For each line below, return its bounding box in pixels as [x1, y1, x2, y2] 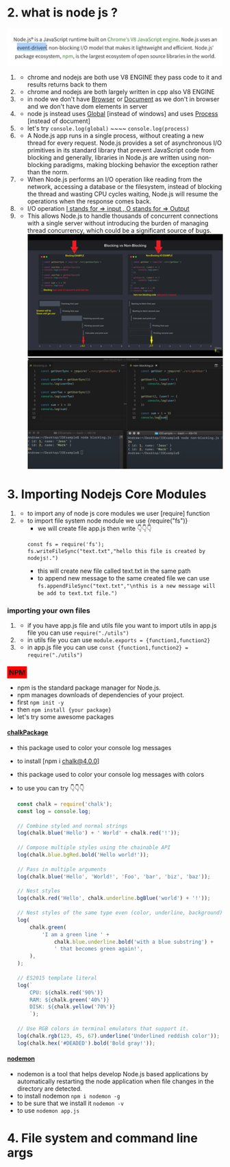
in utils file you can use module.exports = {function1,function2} [27, 636, 211, 644]
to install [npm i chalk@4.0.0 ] [16, 757, 100, 765]
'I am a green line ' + [42, 931, 110, 938]
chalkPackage [7, 728, 49, 736]
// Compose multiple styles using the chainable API [16, 844, 171, 851]
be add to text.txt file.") [37, 590, 118, 597]
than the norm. [27, 168, 69, 176]
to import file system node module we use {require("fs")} [27, 517, 188, 525]
